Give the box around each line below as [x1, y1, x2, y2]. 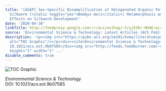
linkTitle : [5, 26, 28, 30]
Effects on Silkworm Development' [9, 16, 81, 21]
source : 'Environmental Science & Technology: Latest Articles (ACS [5, 30, 149, 35]
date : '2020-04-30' [5, 21, 45, 26]
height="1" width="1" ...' [9, 48, 65, 53]
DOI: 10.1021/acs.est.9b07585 [5, 81, 65, 87]
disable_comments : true [5, 53, 54, 58]
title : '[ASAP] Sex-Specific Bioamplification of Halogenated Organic [5, 7, 154, 12]
